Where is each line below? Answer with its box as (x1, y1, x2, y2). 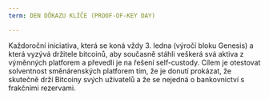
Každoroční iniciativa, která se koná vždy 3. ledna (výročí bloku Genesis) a (8, 41, 254, 50)
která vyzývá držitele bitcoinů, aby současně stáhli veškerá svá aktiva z (8, 49, 244, 58)
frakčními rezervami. (8, 83, 76, 93)
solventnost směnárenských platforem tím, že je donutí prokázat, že (8, 65, 232, 76)
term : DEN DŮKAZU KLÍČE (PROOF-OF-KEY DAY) (8, 11, 156, 20)
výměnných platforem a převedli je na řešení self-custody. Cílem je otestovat (8, 57, 261, 67)
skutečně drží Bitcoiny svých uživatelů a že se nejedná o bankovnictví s (8, 74, 245, 84)
